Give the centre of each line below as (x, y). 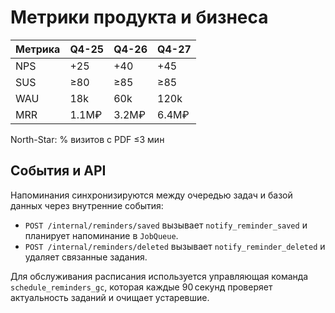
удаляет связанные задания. (86, 257)
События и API (58, 171)
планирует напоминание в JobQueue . (101, 235)
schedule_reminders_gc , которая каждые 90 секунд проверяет (141, 287)
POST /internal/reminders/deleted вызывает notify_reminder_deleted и (175, 246)
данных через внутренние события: (87, 205)
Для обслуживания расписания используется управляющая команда (159, 276)
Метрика (38, 49)
